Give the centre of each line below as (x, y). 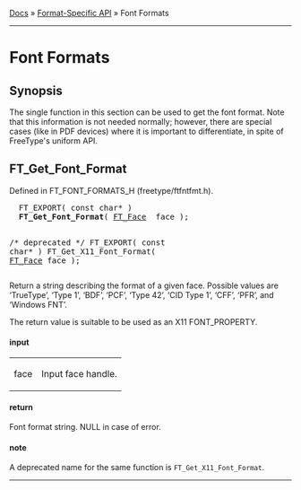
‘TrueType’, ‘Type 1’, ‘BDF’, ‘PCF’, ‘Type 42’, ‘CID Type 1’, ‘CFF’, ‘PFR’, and (142, 294)
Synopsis (36, 90)
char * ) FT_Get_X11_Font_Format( (83, 251)
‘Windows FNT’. (38, 304)
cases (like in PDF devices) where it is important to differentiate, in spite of (146, 131)
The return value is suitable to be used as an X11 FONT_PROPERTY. (133, 321)
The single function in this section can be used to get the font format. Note (147, 112)
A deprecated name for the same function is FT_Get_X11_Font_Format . (137, 468)
